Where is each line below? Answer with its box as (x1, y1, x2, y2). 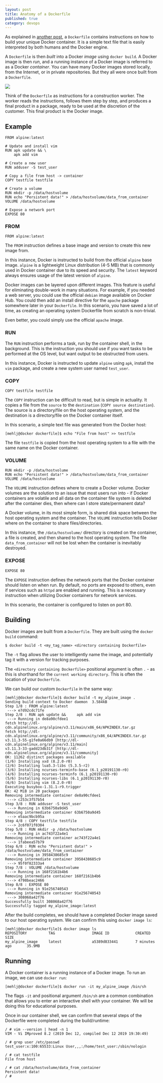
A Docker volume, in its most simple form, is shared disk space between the (5, 510, 157, 516)
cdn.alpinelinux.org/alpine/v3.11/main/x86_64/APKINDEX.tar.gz (5, 725, 136, 730)
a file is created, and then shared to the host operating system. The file (5, 535, 147, 541)
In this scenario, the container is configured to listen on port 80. (5, 602, 132, 608)
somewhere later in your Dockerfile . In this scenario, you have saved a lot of (5, 303, 158, 308)
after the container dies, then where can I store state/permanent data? (5, 501, 146, 507)
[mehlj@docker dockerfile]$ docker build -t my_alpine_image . (5, 695, 136, 700)
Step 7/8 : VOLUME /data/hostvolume (5, 865, 79, 870)
